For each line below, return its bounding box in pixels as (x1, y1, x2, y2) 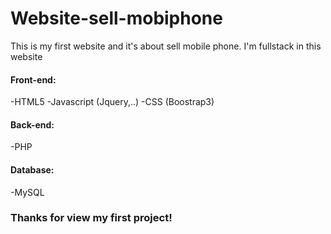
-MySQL (10, 186, 45, 198)
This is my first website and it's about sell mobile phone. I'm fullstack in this (10, 40, 322, 52)
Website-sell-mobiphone (10, 7, 223, 30)
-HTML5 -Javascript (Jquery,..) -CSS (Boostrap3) (10, 96, 215, 108)
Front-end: (10, 73, 57, 86)
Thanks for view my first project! (10, 211, 173, 225)
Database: (10, 163, 55, 176)
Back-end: (10, 118, 55, 131)
